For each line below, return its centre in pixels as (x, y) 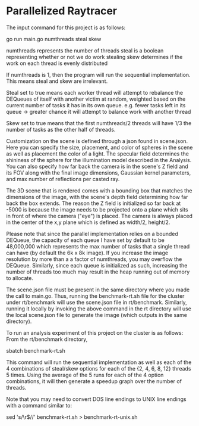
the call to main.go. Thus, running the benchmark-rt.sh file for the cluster (95, 296)
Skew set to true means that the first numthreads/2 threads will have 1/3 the (99, 123)
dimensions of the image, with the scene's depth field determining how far (97, 197)
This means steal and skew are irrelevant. (57, 81)
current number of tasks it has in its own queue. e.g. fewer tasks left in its (96, 105)
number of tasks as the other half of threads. (61, 129)
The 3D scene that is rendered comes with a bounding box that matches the (99, 190)
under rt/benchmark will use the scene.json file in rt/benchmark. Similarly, (97, 302)
